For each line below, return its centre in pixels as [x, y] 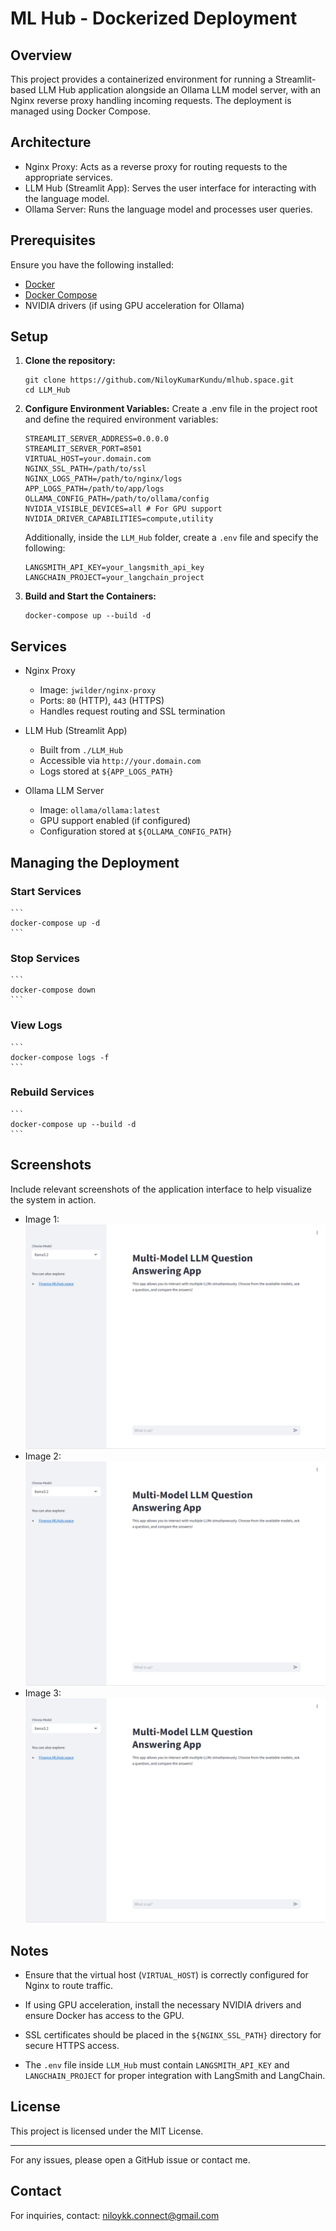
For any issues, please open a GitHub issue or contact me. [130, 2159]
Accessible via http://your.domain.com [120, 761]
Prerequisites [53, 240]
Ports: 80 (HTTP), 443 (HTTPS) [102, 701]
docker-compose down [53, 990]
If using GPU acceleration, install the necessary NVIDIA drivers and [163, 2005]
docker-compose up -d [55, 923]
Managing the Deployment [95, 862]
